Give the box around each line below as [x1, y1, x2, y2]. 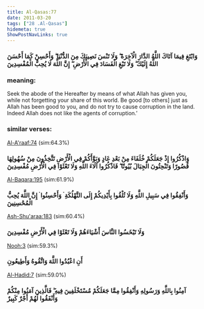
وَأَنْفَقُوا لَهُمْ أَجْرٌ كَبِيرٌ [7, 294, 58, 302]
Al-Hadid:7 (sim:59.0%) [7, 271, 67, 278]
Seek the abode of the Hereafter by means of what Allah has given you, [7, 90, 187, 97]
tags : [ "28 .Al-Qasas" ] [7, 20, 68, 26]
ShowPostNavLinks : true [7, 32, 68, 38]
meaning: [7, 76, 36, 85]
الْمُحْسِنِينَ [7, 199, 33, 207]
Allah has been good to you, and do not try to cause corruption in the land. [7, 103, 195, 110]
